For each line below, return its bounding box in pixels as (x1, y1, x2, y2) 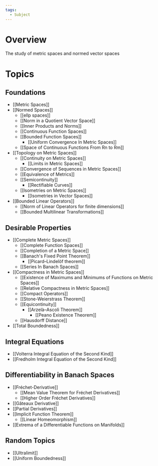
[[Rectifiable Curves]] (27, 182, 73, 188)
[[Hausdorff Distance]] (20, 318, 67, 324)
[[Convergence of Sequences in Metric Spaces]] (20, 166, 121, 172)
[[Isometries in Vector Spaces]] (27, 193, 93, 199)
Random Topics (5, 436, 56, 445)
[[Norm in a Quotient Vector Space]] (20, 118, 96, 124)
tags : (5, 7, 17, 13)
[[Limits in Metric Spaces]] (27, 161, 83, 167)
